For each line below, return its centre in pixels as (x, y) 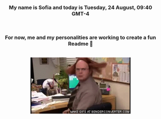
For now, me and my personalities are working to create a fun (80, 37)
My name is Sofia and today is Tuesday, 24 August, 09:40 (80, 7)
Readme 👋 (80, 44)
